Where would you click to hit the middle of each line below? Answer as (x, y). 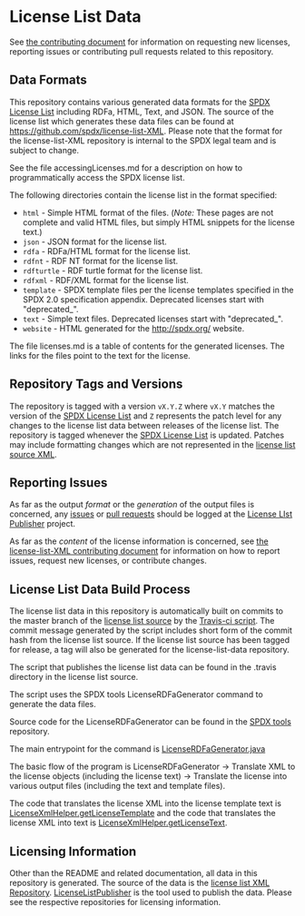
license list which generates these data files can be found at (122, 121)
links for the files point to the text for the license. (100, 355)
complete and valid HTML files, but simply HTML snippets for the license (158, 222)
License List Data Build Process (100, 589)
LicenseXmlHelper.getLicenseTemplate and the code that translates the (143, 813)
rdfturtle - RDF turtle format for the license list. (113, 271)
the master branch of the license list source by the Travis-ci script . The (142, 621)
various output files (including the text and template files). (117, 786)
